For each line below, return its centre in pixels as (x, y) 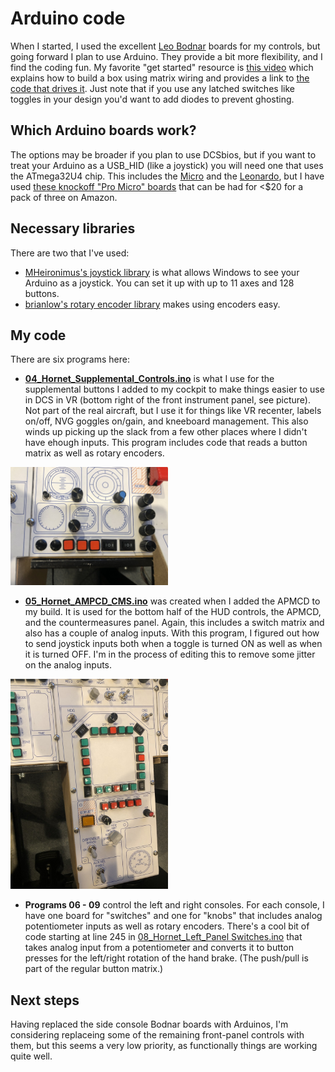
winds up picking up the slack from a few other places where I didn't (166, 432)
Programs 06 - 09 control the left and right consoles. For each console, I (174, 905)
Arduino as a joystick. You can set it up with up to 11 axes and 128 (159, 283)
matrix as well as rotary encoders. (94, 453)
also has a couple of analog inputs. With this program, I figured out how (172, 633)
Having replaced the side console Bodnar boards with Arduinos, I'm (149, 1024)
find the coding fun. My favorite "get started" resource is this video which (162, 67)
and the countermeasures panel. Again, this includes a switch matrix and (174, 623)
